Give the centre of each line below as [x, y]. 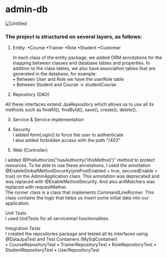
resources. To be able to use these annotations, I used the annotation [78, 165]
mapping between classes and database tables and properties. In [81, 63]
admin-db [26, 9]
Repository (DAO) [31, 95]
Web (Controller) [30, 150]
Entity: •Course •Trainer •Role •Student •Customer [67, 48]
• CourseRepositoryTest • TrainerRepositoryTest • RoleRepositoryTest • [81, 245]
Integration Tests [23, 228]
